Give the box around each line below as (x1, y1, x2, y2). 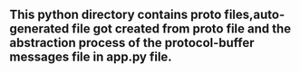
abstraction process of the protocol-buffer (9, 35, 256, 50)
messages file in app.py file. (9, 50, 172, 65)
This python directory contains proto (9, 7, 222, 23)
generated (9, 22, 70, 37)
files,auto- (224, 7, 285, 23)
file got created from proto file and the (72, 22, 292, 37)
